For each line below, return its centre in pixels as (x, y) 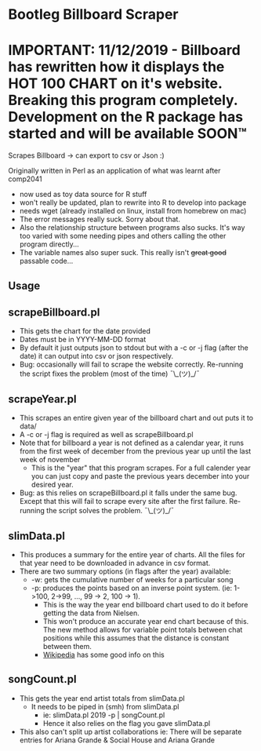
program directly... (49, 244)
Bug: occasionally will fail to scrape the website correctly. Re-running (131, 365)
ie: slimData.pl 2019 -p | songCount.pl (104, 715)
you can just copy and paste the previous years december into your (140, 476)
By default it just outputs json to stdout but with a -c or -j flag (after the (134, 348)
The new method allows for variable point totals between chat (143, 629)
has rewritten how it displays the (116, 67)
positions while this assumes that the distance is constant (136, 638)
